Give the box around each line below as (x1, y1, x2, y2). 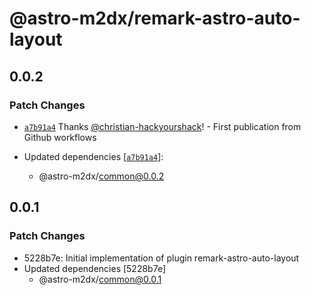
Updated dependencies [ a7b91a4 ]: (23, 150, 164, 162)
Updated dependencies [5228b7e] (23, 262, 167, 274)
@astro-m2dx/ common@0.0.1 (38, 273, 162, 285)
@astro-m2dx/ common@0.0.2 (38, 170, 165, 182)
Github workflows (23, 131, 97, 143)
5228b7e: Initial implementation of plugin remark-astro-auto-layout (23, 252, 300, 264)
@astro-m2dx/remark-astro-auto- (9, 7, 301, 30)
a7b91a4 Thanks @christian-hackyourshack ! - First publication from (23, 120, 302, 132)
